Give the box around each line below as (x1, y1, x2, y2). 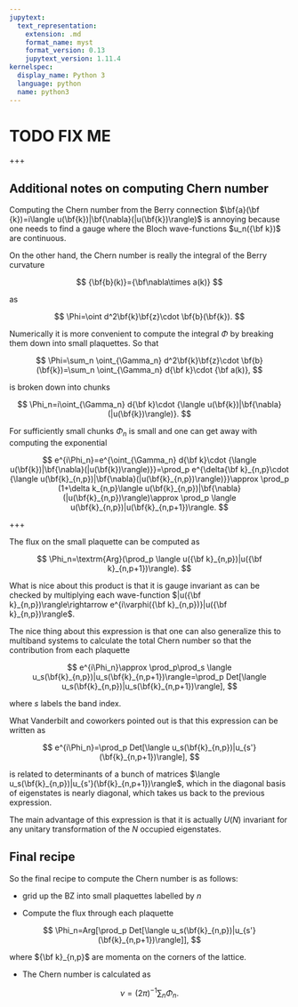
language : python (17, 79, 82, 88)
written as (9, 725, 46, 736)
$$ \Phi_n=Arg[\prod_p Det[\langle (43, 924, 170, 935)
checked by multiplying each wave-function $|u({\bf (9, 590, 202, 600)
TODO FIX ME (9, 125, 111, 146)
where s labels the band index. (9, 698, 122, 709)
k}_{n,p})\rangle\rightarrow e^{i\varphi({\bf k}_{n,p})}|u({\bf (9, 600, 228, 610)
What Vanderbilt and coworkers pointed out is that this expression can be (9, 715, 278, 726)
